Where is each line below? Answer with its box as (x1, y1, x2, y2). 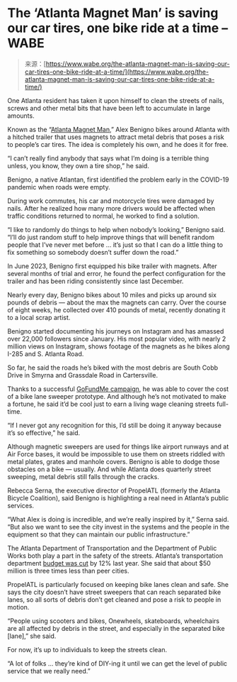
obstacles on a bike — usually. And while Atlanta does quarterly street (7, 465, 212, 473)
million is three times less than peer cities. (7, 566, 129, 575)
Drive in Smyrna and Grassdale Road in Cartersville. (7, 370, 158, 379)
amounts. (7, 111, 35, 120)
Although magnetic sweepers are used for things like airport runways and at (7, 442, 229, 451)
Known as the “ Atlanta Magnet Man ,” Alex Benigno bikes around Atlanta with (7, 125, 230, 133)
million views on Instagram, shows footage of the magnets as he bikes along (7, 342, 230, 351)
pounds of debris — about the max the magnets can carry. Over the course (7, 298, 226, 307)
